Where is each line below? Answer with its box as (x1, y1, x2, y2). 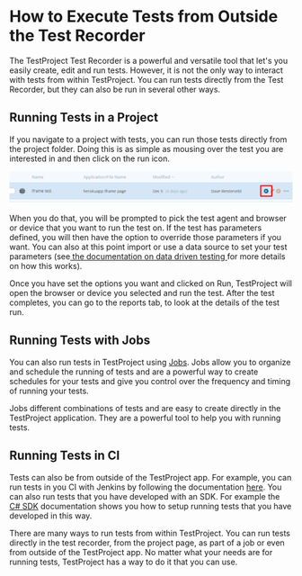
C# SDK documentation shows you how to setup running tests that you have (9, 500, 292, 511)
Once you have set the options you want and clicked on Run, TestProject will (9, 278, 292, 289)
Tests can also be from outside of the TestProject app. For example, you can (9, 472, 292, 482)
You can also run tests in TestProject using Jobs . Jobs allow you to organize (9, 356, 291, 367)
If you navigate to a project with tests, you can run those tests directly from (9, 133, 288, 145)
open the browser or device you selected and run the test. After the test (9, 288, 275, 299)
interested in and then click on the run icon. (9, 153, 171, 164)
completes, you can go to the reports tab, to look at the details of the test (9, 297, 280, 308)
